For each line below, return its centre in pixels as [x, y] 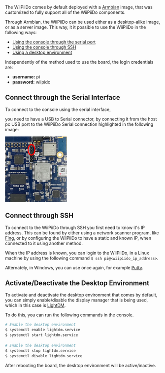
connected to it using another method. [44, 243]
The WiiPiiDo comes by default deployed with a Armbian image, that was [79, 7]
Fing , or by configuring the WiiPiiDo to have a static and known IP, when [78, 238]
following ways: [21, 32]
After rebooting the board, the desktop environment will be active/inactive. [81, 365]
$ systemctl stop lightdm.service [41, 351]
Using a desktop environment [42, 52]
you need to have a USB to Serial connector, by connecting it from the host [81, 119]
